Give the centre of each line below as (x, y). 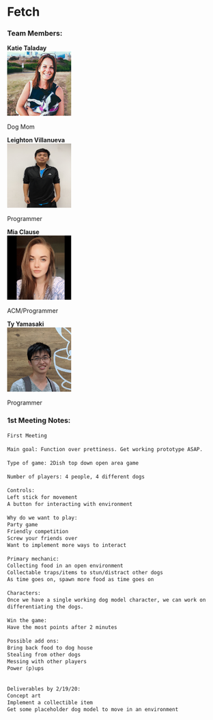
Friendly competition (38, 531)
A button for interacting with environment (70, 504)
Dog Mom (21, 127)
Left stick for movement (42, 497)
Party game (23, 524)
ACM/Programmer (33, 311)
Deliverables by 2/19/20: (44, 689)
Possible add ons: (33, 641)
